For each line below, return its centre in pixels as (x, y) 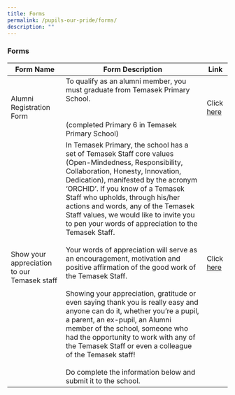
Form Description (133, 69)
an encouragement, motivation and (123, 258)
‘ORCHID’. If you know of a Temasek (125, 188)
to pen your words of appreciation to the (131, 223)
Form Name (35, 69)
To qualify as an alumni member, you (126, 81)
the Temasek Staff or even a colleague (129, 345)
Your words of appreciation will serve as (131, 250)
